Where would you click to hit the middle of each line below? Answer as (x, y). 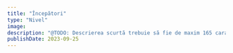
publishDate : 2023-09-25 (43, 39)
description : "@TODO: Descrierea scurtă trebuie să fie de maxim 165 (110, 33)
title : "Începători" (37, 13)
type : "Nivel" (28, 20)
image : (17, 26)
